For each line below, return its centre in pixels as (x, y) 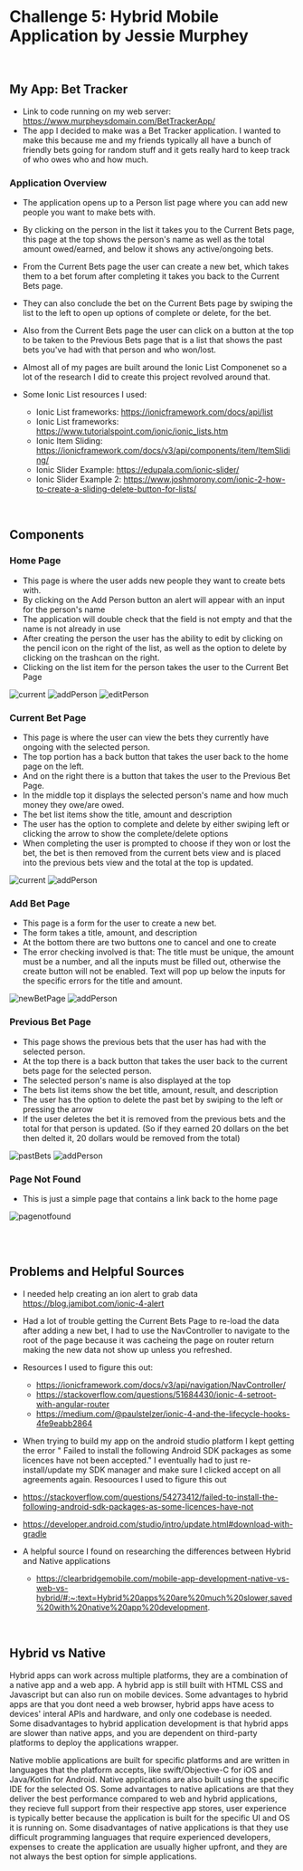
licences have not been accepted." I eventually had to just (130, 1460)
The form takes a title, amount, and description (109, 933)
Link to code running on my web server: (97, 111)
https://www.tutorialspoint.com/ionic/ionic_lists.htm (132, 431)
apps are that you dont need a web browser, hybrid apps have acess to (142, 1703)
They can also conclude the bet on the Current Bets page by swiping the (158, 303)
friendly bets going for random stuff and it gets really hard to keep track (156, 149)
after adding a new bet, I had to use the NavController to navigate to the (156, 1330)
